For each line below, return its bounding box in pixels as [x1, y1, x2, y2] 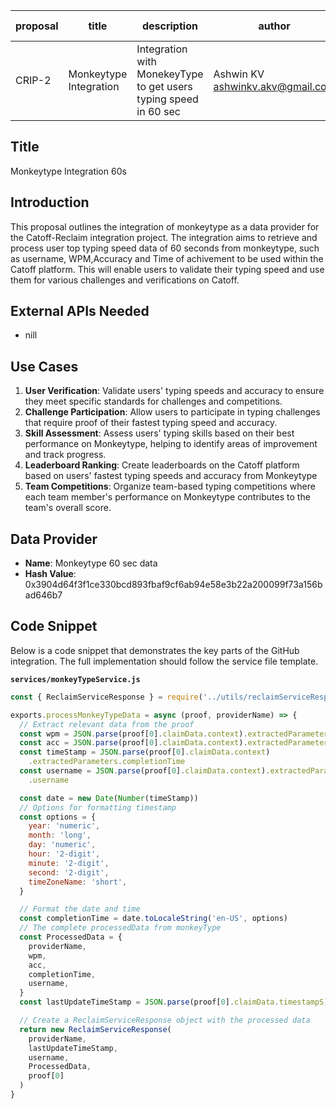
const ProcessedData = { [19, 932, 123, 942]
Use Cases [10, 358, 79, 375]
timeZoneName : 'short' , [28, 877, 128, 887]
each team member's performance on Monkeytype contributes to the [24, 491, 311, 503]
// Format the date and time [19, 904, 141, 914]
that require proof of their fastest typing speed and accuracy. [24, 417, 278, 429]
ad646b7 [24, 589, 63, 601]
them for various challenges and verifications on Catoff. [10, 274, 240, 286]
